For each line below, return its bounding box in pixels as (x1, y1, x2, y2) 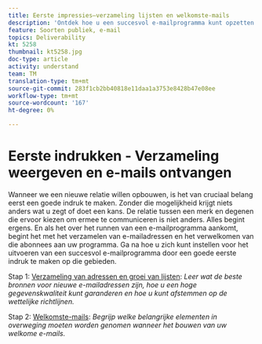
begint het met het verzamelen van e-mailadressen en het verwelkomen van (8, 231, 254, 240)
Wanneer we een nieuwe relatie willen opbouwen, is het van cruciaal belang (8, 189, 253, 199)
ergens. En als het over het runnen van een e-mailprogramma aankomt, (8, 223, 238, 232)
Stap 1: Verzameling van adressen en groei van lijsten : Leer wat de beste (8, 272, 243, 281)
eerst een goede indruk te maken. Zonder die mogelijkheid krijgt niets (8, 198, 233, 207)
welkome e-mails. (8, 328, 66, 338)
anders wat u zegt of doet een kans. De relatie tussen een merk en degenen (8, 206, 254, 216)
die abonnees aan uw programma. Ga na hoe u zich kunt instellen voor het (8, 240, 249, 249)
